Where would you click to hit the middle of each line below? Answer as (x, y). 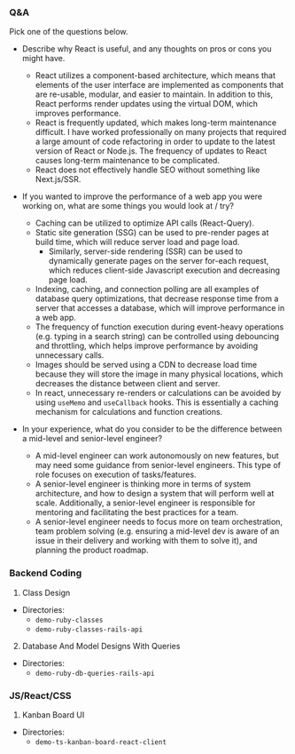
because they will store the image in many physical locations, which (159, 374)
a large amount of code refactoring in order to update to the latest (155, 142)
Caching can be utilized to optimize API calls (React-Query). (145, 223)
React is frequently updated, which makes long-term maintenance (156, 123)
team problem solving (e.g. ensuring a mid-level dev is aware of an (157, 531)
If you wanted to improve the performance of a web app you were (142, 196)
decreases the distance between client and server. (128, 384)
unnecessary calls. (70, 355)
